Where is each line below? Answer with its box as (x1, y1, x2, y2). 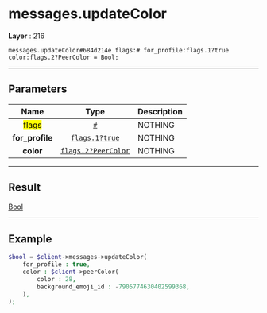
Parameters (8, 83, 68, 96)
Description (137, 106, 183, 117)
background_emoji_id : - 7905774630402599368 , (37, 283, 191, 291)
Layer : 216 (8, 31, 45, 41)
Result (8, 180, 41, 195)
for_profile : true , (22, 261, 91, 269)
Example (8, 232, 52, 245)
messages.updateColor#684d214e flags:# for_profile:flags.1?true (8, 46, 229, 54)
